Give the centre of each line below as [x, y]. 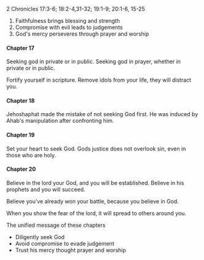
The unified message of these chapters [56, 225]
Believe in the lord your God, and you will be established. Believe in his [95, 183]
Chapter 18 [21, 100]
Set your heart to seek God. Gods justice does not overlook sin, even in [96, 148]
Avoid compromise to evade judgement [65, 243]
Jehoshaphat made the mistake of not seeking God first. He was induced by [102, 114]
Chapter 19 [21, 135]
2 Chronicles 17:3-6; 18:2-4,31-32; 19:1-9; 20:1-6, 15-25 [76, 9]
